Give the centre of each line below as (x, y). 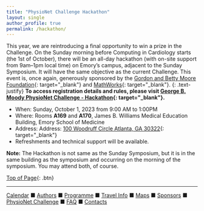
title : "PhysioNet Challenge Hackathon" (58, 12)
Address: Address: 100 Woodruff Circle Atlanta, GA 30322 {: (90, 129)
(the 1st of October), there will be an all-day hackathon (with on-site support (101, 59)
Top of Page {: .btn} (30, 178)
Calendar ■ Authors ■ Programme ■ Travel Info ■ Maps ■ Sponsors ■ (97, 195)
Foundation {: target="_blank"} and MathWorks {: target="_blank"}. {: (91, 85)
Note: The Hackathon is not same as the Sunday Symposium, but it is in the (101, 153)
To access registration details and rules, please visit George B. (106, 91)
